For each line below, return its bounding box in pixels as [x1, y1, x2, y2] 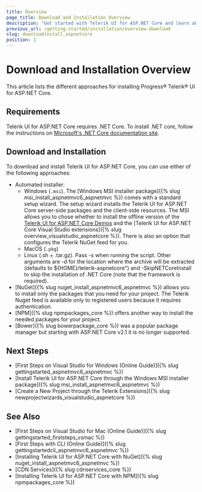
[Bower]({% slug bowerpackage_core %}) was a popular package [14, 322, 179, 329]
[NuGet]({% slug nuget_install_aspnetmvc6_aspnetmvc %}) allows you [14, 283, 190, 290]
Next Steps [6, 345, 49, 356]
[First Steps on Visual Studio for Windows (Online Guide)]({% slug [14, 362, 179, 369]
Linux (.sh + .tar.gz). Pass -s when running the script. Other [23, 251, 171, 258]
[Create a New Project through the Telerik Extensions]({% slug [14, 388, 170, 395]
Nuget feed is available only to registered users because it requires [14, 296, 182, 304]
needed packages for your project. [14, 315, 101, 323]
